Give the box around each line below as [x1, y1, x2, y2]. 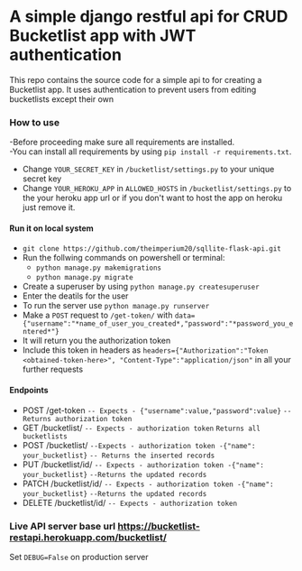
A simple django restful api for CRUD [9, 6, 288, 27]
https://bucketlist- [116, 520, 200, 532]
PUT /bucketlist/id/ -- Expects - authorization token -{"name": [22, 458, 264, 470]
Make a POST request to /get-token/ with [22, 309, 173, 321]
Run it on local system [9, 223, 95, 234]
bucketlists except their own [9, 93, 114, 105]
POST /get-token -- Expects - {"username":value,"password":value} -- [22, 404, 292, 416]
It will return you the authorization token [22, 336, 171, 346]
